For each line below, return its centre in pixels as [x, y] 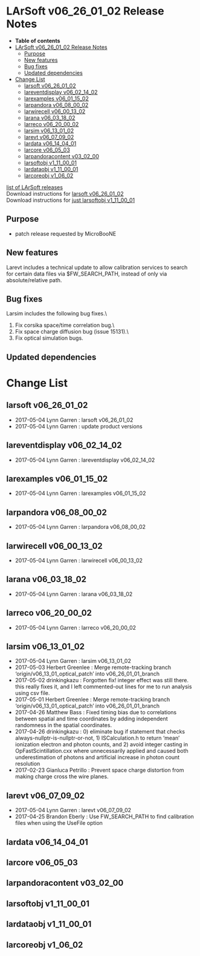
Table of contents [37, 40]
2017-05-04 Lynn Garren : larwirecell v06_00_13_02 [79, 561]
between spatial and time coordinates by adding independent [91, 719]
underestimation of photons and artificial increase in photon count [97, 757]
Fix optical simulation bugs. [49, 338]
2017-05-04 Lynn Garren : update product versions [79, 426]
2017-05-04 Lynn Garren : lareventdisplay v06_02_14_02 [85, 460]
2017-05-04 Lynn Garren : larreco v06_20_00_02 [76, 627]
